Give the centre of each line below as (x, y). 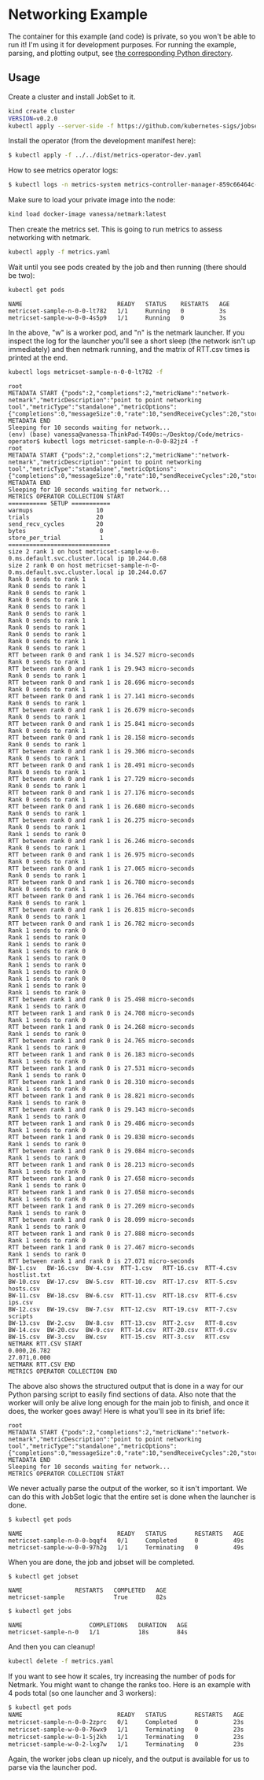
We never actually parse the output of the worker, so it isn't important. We (128, 1488)
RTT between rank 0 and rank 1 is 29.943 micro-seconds (101, 668)
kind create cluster (42, 111)
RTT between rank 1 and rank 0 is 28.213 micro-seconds (101, 1164)
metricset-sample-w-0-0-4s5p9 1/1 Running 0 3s (117, 318)
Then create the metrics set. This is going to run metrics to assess (115, 229)
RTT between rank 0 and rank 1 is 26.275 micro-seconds (101, 820)
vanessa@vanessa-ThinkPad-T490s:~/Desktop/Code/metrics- (149, 435)
